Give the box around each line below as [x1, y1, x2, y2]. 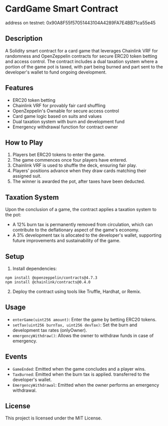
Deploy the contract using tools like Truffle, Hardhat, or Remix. [12, 289, 141, 295]
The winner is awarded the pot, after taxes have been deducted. [12, 178, 145, 184]
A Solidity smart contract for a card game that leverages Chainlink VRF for [5, 47, 158, 53]
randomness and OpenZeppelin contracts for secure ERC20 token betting [5, 53, 157, 59]
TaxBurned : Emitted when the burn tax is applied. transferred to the [12, 371, 150, 377]
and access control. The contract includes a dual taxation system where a [5, 58, 158, 64]
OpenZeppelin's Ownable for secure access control [12, 108, 119, 114]
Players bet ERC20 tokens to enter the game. [12, 152, 106, 158]
